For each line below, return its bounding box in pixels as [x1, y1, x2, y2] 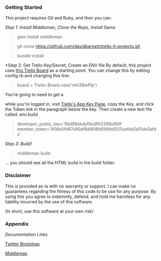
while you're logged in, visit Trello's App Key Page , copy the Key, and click [5, 101, 154, 107]
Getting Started [5, 4, 42, 11]
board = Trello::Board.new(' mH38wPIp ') [17, 82, 97, 88]
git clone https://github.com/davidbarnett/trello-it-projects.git [17, 43, 140, 49]
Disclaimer [5, 172, 31, 179]
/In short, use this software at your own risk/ [5, 208, 94, 214]
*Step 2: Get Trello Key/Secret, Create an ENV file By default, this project [5, 63, 152, 68]
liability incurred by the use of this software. [5, 198, 93, 204]
